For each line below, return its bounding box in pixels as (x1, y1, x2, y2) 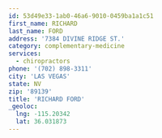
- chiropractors (15, 58, 70, 66)
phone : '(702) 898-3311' (8, 65, 92, 73)
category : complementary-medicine (8, 42, 126, 50)
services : (8, 50, 42, 58)
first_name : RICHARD (8, 19, 79, 28)
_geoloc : (8, 102, 38, 110)
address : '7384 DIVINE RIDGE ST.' (8, 34, 126, 43)
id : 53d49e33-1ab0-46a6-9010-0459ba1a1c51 (8, 11, 154, 20)
